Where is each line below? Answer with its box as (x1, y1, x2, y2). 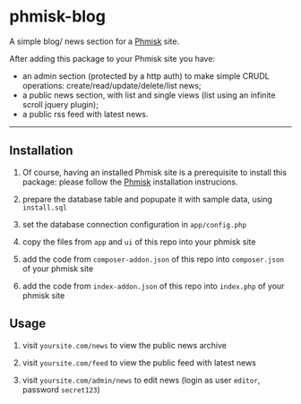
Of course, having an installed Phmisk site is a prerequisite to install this (21, 167, 288, 177)
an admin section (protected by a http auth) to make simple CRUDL (21, 70, 271, 82)
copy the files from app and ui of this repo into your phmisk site (21, 236, 256, 247)
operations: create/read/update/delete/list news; (21, 80, 202, 90)
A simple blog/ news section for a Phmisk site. (9, 36, 180, 47)
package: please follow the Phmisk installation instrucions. (21, 176, 239, 187)
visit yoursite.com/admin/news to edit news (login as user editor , (21, 374, 261, 385)
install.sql (21, 203, 67, 212)
